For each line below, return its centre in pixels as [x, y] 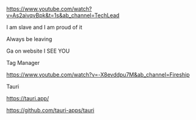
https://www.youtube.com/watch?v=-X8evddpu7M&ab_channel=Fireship [98, 75]
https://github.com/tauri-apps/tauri [50, 110]
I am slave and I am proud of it [44, 27]
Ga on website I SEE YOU [38, 51]
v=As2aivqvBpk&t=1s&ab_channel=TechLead [63, 15]
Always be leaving [29, 39]
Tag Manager [23, 63]
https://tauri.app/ [28, 98]
